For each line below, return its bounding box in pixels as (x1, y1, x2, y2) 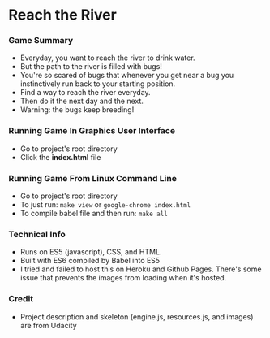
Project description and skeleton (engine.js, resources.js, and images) (19, 311, 254, 322)
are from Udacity (19, 320, 77, 330)
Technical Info (8, 229, 66, 240)
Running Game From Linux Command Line (8, 172, 177, 184)
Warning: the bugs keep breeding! (19, 105, 135, 115)
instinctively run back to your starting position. (19, 79, 176, 89)
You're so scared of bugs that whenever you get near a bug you (19, 71, 234, 80)
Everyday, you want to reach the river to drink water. (19, 53, 196, 63)
